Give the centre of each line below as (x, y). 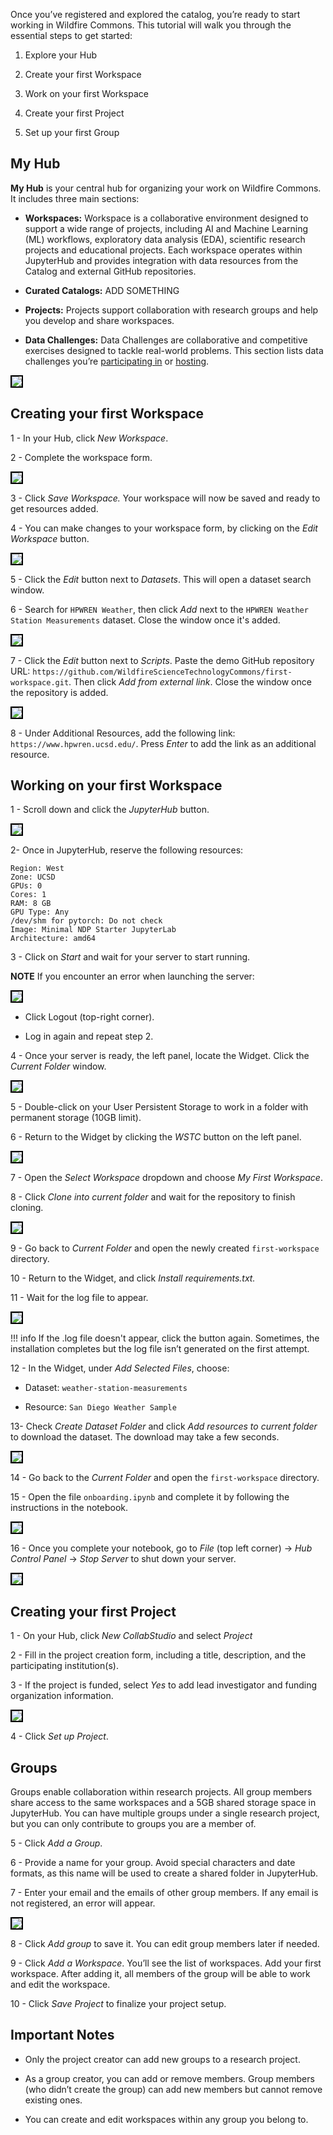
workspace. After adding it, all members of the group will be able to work (160, 1974)
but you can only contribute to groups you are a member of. (133, 1824)
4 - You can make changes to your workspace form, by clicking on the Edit (164, 528)
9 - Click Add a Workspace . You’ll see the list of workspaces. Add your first (166, 1963)
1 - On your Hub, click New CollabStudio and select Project (131, 1636)
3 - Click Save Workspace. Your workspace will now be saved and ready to (165, 498)
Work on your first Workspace (86, 93)
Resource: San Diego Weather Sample (100, 1407)
